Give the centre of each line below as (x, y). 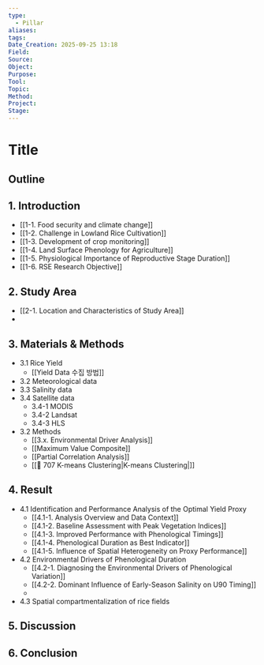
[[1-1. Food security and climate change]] (86, 225)
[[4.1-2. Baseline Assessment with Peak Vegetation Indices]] (129, 525)
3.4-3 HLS (48, 423)
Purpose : (22, 74)
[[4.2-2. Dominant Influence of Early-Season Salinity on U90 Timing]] (144, 584)
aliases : (22, 30)
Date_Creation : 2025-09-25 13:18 (63, 45)
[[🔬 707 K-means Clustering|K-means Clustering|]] (113, 465)
